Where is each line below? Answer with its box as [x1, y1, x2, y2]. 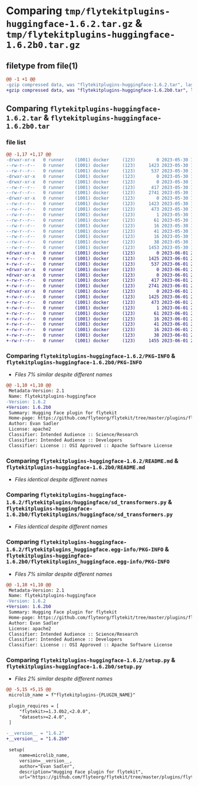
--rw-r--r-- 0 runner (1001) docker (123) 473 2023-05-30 [6, 206, 189, 213]
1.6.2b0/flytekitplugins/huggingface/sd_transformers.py [6, 511, 173, 518]
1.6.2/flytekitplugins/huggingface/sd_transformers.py [6, 499, 167, 506]
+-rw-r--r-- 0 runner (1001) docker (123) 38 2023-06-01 [6, 332, 189, 338]
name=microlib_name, [19, 752, 70, 758]
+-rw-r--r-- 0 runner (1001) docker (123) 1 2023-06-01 [6, 305, 189, 311]
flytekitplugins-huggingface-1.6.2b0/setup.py [6, 663, 143, 670]
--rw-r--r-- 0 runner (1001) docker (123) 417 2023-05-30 [6, 184, 189, 190]
